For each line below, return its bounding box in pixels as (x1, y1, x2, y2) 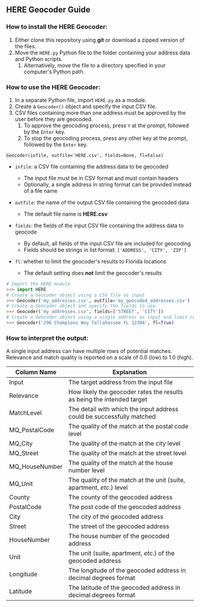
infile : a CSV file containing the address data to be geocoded (14, 163, 168, 170)
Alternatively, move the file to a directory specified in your (23, 62, 166, 69)
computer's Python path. (23, 68, 85, 75)
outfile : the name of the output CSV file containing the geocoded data (14, 198, 189, 206)
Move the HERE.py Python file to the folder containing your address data (14, 49, 190, 56)
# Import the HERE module (6, 281, 70, 287)
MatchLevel (9, 409, 42, 417)
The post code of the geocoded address (68, 503, 182, 511)
